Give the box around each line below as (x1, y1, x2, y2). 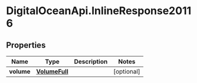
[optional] (113, 68, 140, 75)
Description (74, 58, 108, 65)
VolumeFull (36, 68, 69, 75)
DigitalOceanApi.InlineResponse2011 (6, 4, 192, 18)
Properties (6, 40, 46, 50)
